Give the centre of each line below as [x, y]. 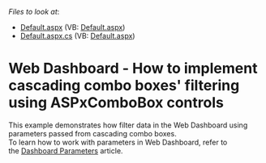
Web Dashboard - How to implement [133, 69]
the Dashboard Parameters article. [66, 150]
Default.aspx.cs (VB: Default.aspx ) [77, 36]
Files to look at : [34, 12]
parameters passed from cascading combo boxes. [92, 133]
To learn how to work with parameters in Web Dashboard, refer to [118, 142]
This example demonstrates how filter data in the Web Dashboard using [128, 125]
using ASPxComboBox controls [116, 103]
